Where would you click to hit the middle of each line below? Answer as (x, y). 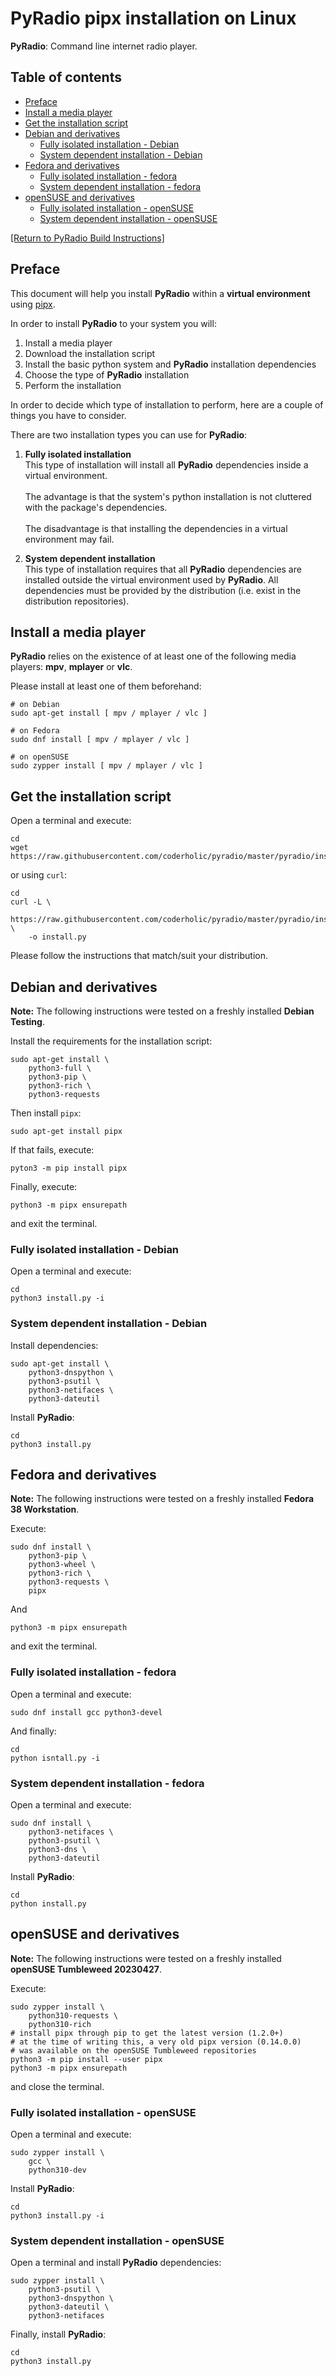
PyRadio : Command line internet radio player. (104, 46)
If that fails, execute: (52, 1150)
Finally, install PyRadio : (58, 2334)
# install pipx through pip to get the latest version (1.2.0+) (147, 2033)
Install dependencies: (54, 1345)
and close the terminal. (57, 2086)
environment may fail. (69, 539)
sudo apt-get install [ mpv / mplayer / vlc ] (109, 713)
